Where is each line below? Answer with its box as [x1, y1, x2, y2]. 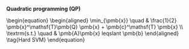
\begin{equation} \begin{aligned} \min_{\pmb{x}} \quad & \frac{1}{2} [6, 17, 177, 24]
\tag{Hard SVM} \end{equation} [6, 36, 86, 43]
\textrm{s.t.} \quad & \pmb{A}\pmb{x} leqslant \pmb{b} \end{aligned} [6, 30, 179, 37]
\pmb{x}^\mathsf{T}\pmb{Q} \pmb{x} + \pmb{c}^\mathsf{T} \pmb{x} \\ [6, 24, 183, 30]
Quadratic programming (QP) [6, 5, 81, 12]
